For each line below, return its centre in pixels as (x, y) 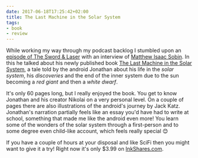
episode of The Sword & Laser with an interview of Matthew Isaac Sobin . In (98, 57)
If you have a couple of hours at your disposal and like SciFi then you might (98, 143)
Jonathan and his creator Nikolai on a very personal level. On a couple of (95, 100)
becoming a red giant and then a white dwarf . (62, 82)
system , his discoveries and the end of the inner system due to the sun (93, 76)
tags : (13, 22)
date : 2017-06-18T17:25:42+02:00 (47, 12)
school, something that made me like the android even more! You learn (92, 118)
